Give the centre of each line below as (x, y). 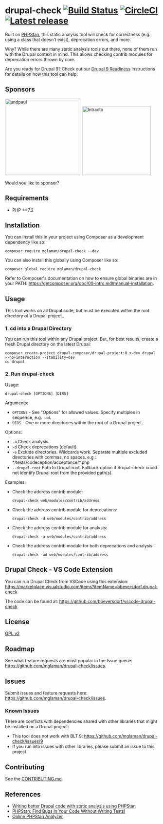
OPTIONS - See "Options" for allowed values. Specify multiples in (76, 412)
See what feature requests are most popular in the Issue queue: (69, 661)
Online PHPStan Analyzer (37, 816)
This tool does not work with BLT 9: (47, 736)
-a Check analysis (30, 441)
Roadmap (20, 649)
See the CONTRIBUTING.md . (34, 779)
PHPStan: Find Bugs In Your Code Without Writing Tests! (69, 811)
